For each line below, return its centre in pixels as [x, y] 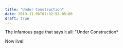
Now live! [14, 41]
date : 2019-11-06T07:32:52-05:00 [39, 14]
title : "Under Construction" [35, 9]
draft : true [17, 18]
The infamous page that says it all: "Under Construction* [62, 32]
